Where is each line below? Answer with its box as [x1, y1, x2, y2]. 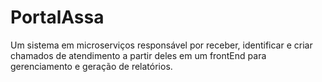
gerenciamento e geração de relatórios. [10, 60, 173, 72]
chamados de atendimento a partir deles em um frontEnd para [10, 49, 267, 61]
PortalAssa [10, 6, 105, 29]
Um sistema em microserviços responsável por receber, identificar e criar [10, 39, 313, 51]
